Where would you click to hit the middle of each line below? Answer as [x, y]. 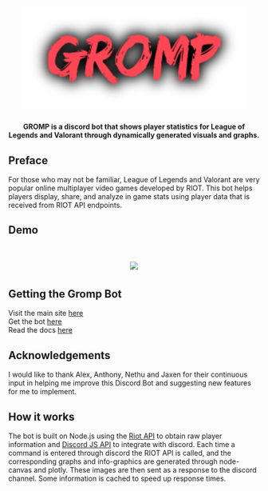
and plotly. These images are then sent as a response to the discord [145, 470]
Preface [28, 160]
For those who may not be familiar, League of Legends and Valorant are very [134, 180]
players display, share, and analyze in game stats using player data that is [129, 197]
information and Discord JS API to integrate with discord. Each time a [122, 445]
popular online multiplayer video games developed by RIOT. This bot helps [130, 188]
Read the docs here [41, 330]
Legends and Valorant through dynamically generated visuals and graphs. [134, 135]
